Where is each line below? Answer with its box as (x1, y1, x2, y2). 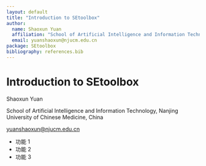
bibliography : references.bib (6, 49, 84, 55)
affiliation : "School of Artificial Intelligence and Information (12, 32, 185, 38)
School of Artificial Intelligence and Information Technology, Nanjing (6, 107, 179, 114)
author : (6, 20, 26, 26)
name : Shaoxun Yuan (12, 26, 62, 32)
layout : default (6, 9, 48, 15)
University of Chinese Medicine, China (6, 114, 104, 121)
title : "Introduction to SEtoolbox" (6, 15, 100, 21)
